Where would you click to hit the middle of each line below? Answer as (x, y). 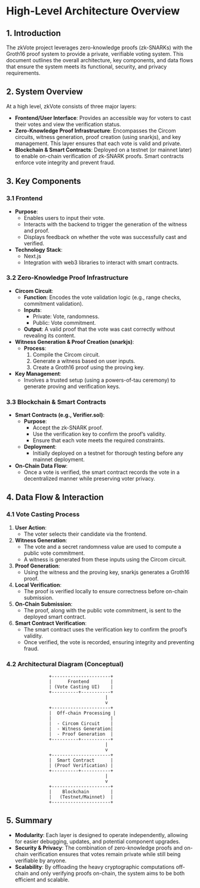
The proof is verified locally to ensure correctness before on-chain (106, 591)
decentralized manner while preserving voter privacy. (89, 479)
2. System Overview (44, 92)
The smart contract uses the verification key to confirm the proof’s (105, 629)
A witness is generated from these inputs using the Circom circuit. (105, 559)
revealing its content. (50, 335)
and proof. (36, 230)
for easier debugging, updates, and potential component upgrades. (97, 841)
